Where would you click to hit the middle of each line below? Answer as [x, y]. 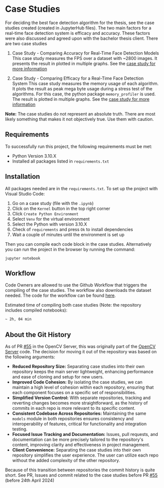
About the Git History [38, 334]
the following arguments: [30, 357]
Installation [23, 177]
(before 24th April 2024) [30, 481]
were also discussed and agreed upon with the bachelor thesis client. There [82, 38]
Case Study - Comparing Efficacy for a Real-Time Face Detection [78, 78]
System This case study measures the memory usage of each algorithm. [85, 83]
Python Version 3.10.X [34, 156]
